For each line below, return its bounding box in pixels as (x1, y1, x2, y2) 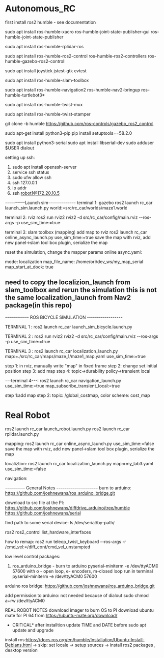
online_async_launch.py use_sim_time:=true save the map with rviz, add (5, 234, 151, 240)
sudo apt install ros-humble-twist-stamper (5, 111, 91, 117)
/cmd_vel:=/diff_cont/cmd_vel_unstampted (5, 544, 91, 550)
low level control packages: (5, 553, 60, 559)
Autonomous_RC (5, 3, 76, 14)
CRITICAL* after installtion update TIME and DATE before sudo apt (12, 622, 146, 628)
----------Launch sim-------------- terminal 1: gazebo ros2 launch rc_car (5, 200, 153, 206)
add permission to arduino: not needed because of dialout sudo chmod (5, 592, 149, 598)
